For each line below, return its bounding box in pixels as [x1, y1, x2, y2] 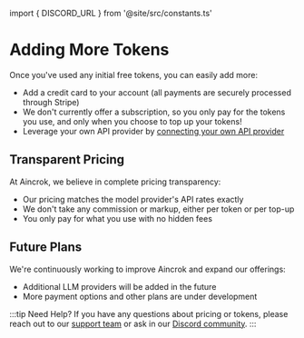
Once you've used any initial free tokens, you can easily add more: [9, 69, 259, 80]
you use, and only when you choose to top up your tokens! [22, 115, 242, 126]
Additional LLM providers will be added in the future [22, 281, 217, 292]
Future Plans [9, 240, 83, 255]
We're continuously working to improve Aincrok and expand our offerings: [9, 263, 286, 274]
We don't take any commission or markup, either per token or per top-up [22, 204, 295, 214]
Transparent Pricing [9, 152, 125, 167]
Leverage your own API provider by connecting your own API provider [22, 125, 285, 136]
